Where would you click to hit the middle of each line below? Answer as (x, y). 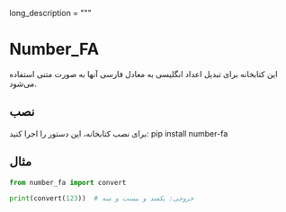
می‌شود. (23, 84)
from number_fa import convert (68, 182)
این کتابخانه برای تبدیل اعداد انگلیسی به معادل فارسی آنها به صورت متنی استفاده (143, 74)
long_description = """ (50, 13)
